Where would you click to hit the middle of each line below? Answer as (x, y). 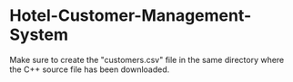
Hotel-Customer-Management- (131, 16)
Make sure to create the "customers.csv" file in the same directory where (147, 59)
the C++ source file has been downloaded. (90, 69)
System (39, 35)
